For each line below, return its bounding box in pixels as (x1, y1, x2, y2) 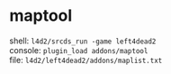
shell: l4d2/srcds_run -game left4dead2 (9, 35, 157, 46)
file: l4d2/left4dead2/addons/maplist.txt (9, 54, 163, 65)
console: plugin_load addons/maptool (9, 44, 148, 55)
